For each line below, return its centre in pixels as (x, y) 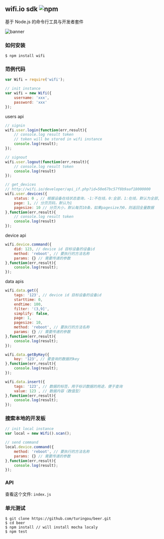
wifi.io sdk (21, 9)
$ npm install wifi (25, 56)
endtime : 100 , (28, 304)
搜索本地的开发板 (25, 418)
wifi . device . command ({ (28, 245)
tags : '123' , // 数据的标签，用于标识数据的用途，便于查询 (68, 386)
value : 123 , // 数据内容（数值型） (48, 391)
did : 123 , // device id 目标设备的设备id (54, 249)
